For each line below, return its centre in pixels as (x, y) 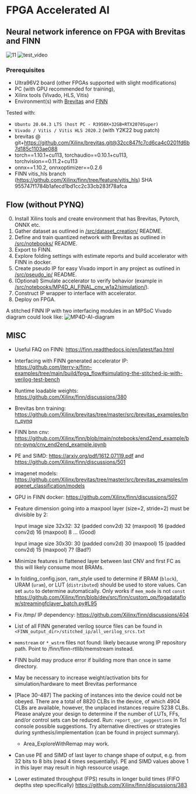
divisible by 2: (31, 515)
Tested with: (21, 113)
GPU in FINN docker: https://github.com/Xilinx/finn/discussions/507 (96, 497)
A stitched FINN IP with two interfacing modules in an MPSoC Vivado (89, 311)
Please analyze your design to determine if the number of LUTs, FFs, (97, 713)
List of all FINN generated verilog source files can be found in (88, 626)
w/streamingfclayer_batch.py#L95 (56, 603)
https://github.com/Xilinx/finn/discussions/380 (71, 397)
